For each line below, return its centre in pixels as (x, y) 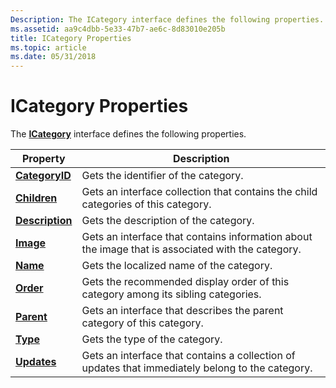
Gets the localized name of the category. (177, 266)
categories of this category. (146, 204)
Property (43, 159)
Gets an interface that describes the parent (182, 311)
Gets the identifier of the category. (162, 176)
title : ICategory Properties (71, 38)
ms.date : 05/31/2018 (53, 57)
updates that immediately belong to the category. (197, 368)
